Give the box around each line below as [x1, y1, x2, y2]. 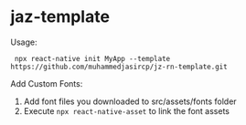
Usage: [10, 36, 37, 47]
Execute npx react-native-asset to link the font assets [23, 105, 230, 116]
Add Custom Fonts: [10, 78, 83, 89]
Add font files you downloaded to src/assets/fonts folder [23, 96, 237, 107]
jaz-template [10, 6, 111, 27]
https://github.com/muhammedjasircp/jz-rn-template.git [10, 62, 228, 71]
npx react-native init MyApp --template [14, 54, 171, 63]
